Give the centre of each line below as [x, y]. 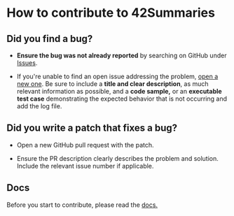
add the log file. [39, 106]
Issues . [27, 63]
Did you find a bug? [50, 39]
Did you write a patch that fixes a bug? [92, 128]
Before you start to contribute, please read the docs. [82, 205]
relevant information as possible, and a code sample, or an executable [119, 91]
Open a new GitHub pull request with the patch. [85, 145]
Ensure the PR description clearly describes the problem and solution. [117, 158]
